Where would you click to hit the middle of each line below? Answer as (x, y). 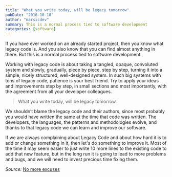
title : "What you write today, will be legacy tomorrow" (67, 10)
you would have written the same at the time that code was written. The (81, 117)
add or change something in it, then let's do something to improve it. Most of (86, 143)
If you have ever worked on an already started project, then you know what (84, 43)
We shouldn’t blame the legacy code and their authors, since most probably (85, 112)
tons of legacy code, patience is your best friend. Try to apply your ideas (82, 81)
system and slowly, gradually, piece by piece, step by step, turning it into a (84, 70)
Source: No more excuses (33, 169)
